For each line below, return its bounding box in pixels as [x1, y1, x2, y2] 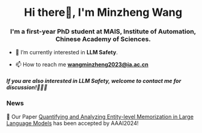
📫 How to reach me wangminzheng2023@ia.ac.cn [15, 61, 149, 68]
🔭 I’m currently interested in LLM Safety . [15, 49, 118, 56]
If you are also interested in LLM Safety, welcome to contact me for [6, 77, 182, 85]
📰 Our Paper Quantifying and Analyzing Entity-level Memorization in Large [6, 113, 194, 120]
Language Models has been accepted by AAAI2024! [6, 119, 139, 127]
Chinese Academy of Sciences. [55, 35, 152, 43]
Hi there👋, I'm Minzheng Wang [24, 5, 182, 20]
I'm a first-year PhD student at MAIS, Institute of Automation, [10, 27, 196, 36]
